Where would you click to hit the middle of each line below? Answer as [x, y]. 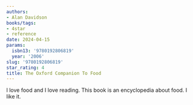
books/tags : [21, 23]
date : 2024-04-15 [28, 40]
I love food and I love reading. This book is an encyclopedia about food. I [97, 90]
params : [16, 46]
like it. [14, 97]
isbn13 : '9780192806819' [43, 51]
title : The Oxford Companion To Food [54, 73]
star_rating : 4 [25, 67]
